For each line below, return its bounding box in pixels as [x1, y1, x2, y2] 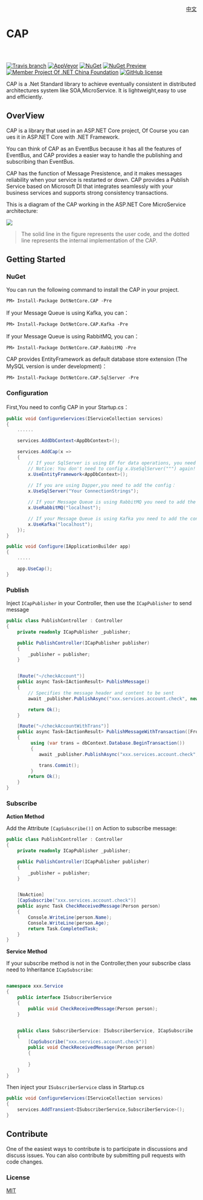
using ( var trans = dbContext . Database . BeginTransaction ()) [30, 740, 185, 746]
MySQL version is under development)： [6, 363, 108, 370]
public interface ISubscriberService [17, 994, 112, 1001]
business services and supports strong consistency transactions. [6, 189, 169, 196]
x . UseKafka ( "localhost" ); [28, 521, 94, 528]
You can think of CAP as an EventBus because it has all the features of [6, 145, 182, 152]
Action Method [6, 813, 45, 820]
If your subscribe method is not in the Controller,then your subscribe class [6, 960, 192, 967]
